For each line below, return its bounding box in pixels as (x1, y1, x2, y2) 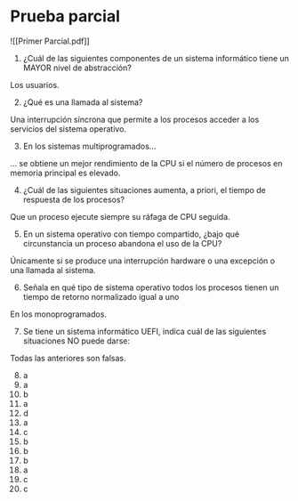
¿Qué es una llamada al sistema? (22, 96, 143, 108)
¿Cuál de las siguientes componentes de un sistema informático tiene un (22, 53, 290, 63)
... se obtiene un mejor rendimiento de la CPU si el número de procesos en (10, 158, 283, 168)
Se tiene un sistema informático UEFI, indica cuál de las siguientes (22, 326, 267, 336)
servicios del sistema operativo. (10, 123, 127, 134)
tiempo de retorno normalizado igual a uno (22, 291, 180, 302)
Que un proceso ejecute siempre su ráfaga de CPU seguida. (10, 211, 230, 222)
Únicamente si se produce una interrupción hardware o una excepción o (10, 255, 275, 266)
